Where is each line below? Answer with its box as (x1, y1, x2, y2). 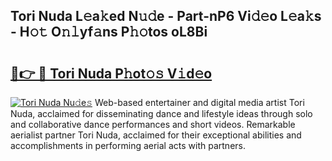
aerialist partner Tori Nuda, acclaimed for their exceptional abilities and (10, 129, 302, 141)
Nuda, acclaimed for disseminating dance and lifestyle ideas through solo (10, 108, 313, 119)
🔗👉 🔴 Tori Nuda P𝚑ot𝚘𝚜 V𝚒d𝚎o (10, 65, 213, 82)
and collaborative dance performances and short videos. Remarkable (10, 119, 296, 130)
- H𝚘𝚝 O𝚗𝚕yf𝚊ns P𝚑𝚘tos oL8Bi (10, 24, 208, 41)
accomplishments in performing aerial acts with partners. (10, 140, 246, 151)
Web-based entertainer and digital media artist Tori (94, 97, 305, 108)
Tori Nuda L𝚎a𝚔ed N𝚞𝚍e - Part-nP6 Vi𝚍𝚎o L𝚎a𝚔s (10, 8, 322, 25)
